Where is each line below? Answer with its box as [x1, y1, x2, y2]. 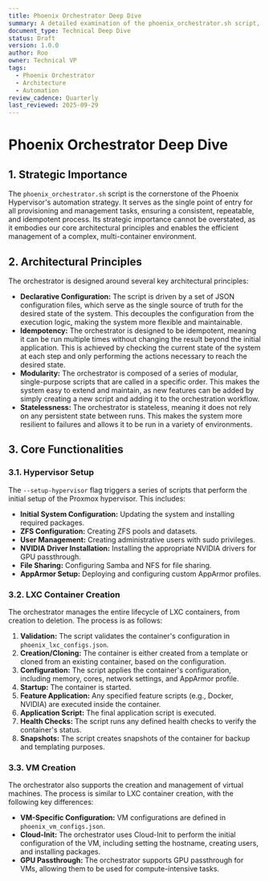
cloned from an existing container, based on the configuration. [19, 656, 226, 666]
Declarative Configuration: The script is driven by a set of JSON [19, 291, 235, 301]
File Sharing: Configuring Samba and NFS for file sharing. [19, 560, 212, 570]
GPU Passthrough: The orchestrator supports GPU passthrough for [19, 855, 244, 865]
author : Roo [8, 49, 48, 57]
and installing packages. [19, 847, 101, 857]
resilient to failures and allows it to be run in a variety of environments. [19, 419, 253, 429]
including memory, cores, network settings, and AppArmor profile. [19, 673, 239, 683]
